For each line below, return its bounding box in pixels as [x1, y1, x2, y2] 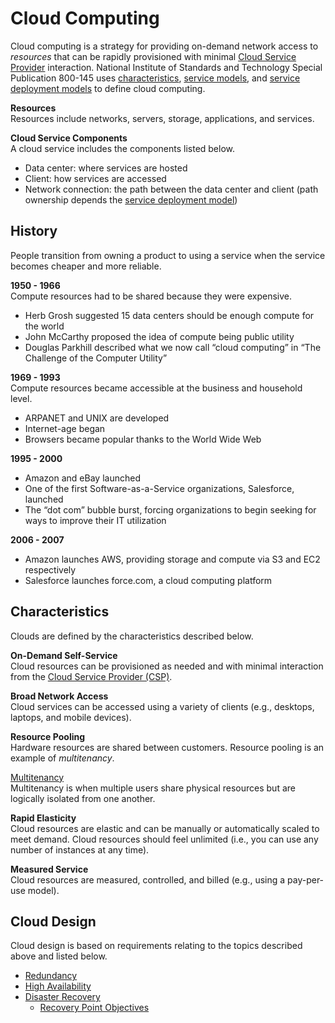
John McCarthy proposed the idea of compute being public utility [24, 330, 295, 342]
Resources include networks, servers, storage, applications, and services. [10, 112, 315, 124]
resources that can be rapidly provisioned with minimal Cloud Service [10, 50, 297, 62]
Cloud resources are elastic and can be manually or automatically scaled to [10, 822, 320, 834]
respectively [24, 563, 77, 576]
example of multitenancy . [10, 752, 115, 764]
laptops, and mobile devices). [10, 711, 132, 723]
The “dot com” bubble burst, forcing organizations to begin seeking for [24, 503, 317, 516]
